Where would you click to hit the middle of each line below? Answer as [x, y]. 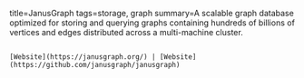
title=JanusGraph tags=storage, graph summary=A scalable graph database [152, 13]
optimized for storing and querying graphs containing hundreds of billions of [152, 23]
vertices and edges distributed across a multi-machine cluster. [126, 32]
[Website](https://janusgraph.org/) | [83, 57]
